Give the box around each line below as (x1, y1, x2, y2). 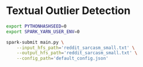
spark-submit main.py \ (6, 39, 64, 45)
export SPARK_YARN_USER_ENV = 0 (6, 29, 80, 34)
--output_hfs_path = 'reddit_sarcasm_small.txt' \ (16, 50, 138, 56)
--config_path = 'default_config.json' (16, 55, 109, 62)
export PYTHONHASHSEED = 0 (6, 23, 67, 29)
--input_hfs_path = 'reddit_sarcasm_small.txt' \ (16, 45, 135, 51)
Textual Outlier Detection (6, 4, 131, 17)
